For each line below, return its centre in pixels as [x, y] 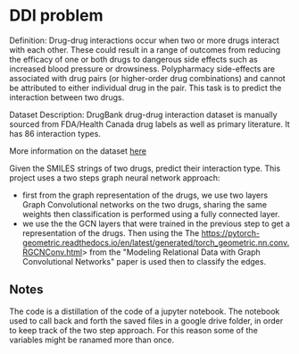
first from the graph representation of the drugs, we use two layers [145, 195]
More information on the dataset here [78, 151]
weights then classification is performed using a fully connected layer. [151, 214]
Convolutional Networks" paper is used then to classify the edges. [144, 261]
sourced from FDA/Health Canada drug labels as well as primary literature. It [149, 124]
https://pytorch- [231, 232]
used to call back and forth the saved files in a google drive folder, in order [146, 320]
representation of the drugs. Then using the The [111, 232]
